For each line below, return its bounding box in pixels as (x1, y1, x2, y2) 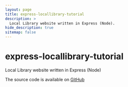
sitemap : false (5, 30, 36, 35)
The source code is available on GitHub (5, 76, 85, 82)
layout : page (5, 7, 32, 12)
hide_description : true (5, 25, 54, 30)
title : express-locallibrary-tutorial (5, 12, 84, 17)
